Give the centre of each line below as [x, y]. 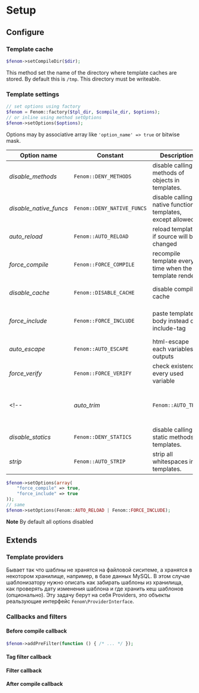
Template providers [35, 557]
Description [176, 155]
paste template [173, 313]
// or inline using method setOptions [54, 117]
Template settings [33, 94]
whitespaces [170, 461]
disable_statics [30, 437]
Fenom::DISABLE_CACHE [104, 293]
